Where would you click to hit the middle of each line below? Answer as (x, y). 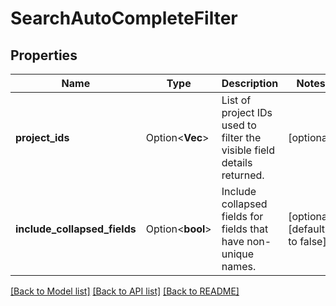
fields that (245, 229)
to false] (307, 241)
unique (238, 254)
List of (236, 100)
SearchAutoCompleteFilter (124, 18)
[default (307, 229)
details (237, 162)
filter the (241, 137)
